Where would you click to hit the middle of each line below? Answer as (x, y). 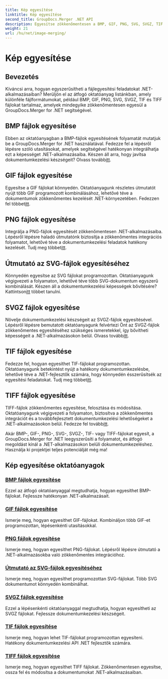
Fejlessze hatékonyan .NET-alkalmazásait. (66, 496)
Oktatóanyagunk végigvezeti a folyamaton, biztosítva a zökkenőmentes (79, 413)
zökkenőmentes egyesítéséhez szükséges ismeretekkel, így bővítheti (77, 330)
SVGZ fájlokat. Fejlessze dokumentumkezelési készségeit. (65, 614)
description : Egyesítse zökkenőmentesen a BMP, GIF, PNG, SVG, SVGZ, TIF (84, 24)
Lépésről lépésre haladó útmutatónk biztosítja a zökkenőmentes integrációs (83, 237)
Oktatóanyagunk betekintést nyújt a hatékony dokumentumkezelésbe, (77, 369)
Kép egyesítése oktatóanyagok (55, 466)
